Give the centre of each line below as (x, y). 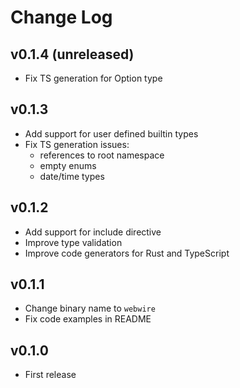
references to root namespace (102, 155)
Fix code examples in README (88, 319)
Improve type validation (73, 242)
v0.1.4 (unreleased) (72, 54)
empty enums (68, 165)
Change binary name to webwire (90, 308)
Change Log (61, 17)
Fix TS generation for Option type (93, 78)
